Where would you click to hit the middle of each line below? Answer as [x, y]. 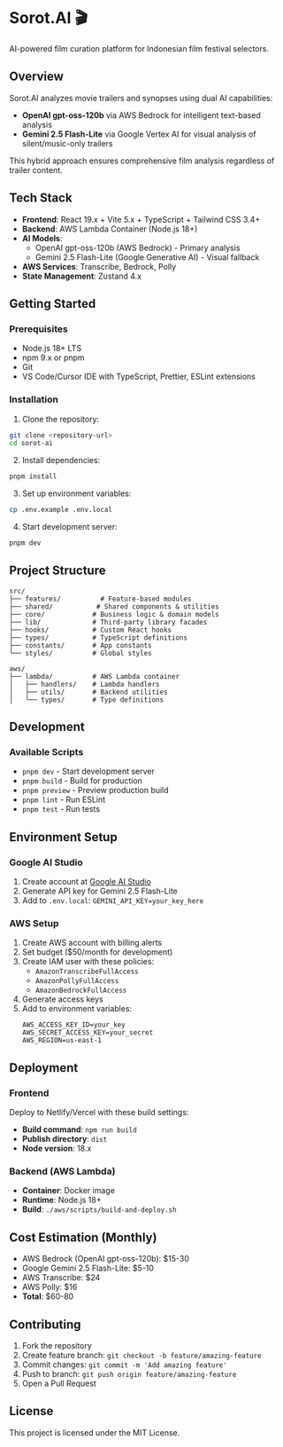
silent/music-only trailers [67, 143]
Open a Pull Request [59, 1384]
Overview [37, 77]
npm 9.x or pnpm [54, 358]
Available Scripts [46, 752]
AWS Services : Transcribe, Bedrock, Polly [99, 266]
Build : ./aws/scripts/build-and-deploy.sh [99, 1209]
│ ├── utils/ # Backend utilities [88, 692]
